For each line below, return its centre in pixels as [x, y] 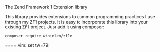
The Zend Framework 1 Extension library [46, 7]
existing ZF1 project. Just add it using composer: [55, 27]
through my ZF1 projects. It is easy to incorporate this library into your [77, 22]
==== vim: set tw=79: [27, 45]
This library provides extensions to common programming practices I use [80, 16]
